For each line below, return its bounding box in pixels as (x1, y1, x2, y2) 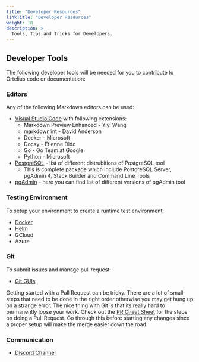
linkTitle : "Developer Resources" (6, 14, 92, 20)
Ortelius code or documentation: (6, 75, 86, 82)
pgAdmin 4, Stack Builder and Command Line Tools (23, 172, 150, 180)
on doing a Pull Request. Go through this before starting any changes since (6, 314, 190, 321)
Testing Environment (6, 193, 68, 202)
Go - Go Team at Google (23, 147, 84, 154)
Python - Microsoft (23, 153, 70, 160)
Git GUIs (14, 277, 36, 284)
